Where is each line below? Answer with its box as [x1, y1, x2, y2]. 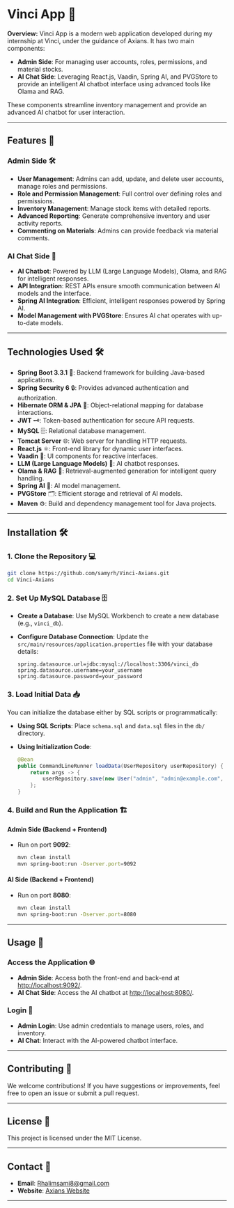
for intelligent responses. [17, 274, 89, 283]
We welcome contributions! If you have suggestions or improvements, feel [7, 1081, 221, 1090]
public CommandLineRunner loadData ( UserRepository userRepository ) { [17, 762, 224, 769]
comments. [17, 233, 50, 242]
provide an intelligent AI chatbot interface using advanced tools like [17, 79, 211, 88]
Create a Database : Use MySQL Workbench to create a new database [17, 612, 219, 620]
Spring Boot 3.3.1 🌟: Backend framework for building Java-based [17, 368, 205, 377]
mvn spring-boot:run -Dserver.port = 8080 [17, 911, 136, 918]
